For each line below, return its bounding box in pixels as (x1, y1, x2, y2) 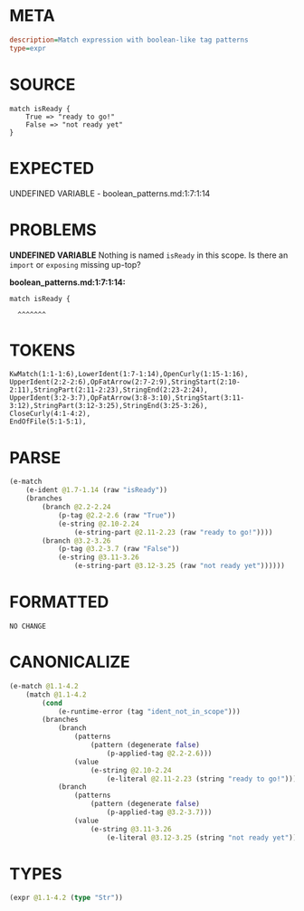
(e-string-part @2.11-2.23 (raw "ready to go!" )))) (73, 527, 273, 536)
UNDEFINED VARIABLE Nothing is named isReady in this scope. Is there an (9, 250, 289, 261)
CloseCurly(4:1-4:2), (9, 409, 91, 419)
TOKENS (9, 340, 76, 360)
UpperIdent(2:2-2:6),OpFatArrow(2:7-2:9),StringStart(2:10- (9, 377, 242, 387)
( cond (42, 698, 63, 707)
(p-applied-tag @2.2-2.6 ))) (106, 748, 213, 758)
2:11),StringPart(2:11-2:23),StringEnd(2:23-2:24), (9, 385, 208, 394)
